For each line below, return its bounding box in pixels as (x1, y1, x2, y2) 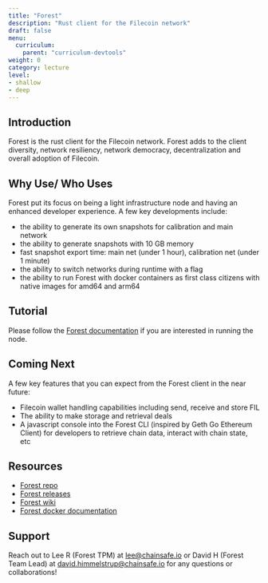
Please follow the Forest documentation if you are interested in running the (8, 325, 254, 335)
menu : (8, 34, 26, 42)
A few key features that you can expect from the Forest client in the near (8, 379, 246, 388)
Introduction (8, 115, 72, 129)
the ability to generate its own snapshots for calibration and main (19, 222, 234, 232)
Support (8, 529, 50, 543)
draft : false (8, 26, 52, 34)
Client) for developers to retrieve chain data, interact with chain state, (19, 428, 248, 438)
